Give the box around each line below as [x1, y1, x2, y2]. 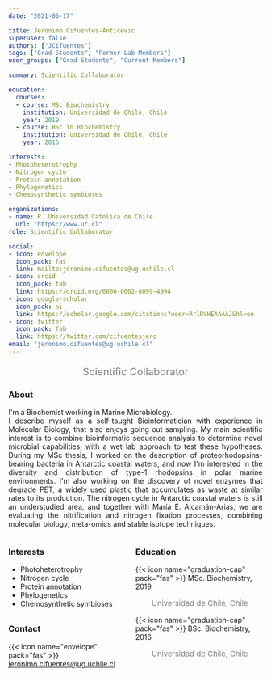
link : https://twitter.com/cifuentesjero [15, 332, 157, 341]
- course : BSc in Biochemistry [15, 123, 121, 132]
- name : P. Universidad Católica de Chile [8, 213, 153, 221]
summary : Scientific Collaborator [8, 71, 125, 79]
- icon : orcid [8, 273, 56, 281]
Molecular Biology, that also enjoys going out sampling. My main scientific [8, 425, 263, 434]
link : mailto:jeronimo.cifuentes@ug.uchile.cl [15, 264, 175, 273]
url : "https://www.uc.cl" [15, 220, 103, 228]
